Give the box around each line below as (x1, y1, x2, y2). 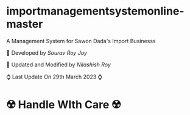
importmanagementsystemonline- (6, 4, 185, 18)
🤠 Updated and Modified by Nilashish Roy (6, 61, 111, 68)
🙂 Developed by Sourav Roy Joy (6, 49, 87, 56)
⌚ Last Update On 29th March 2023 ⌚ (6, 73, 102, 80)
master (6, 17, 43, 31)
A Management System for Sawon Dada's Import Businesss (6, 37, 157, 44)
